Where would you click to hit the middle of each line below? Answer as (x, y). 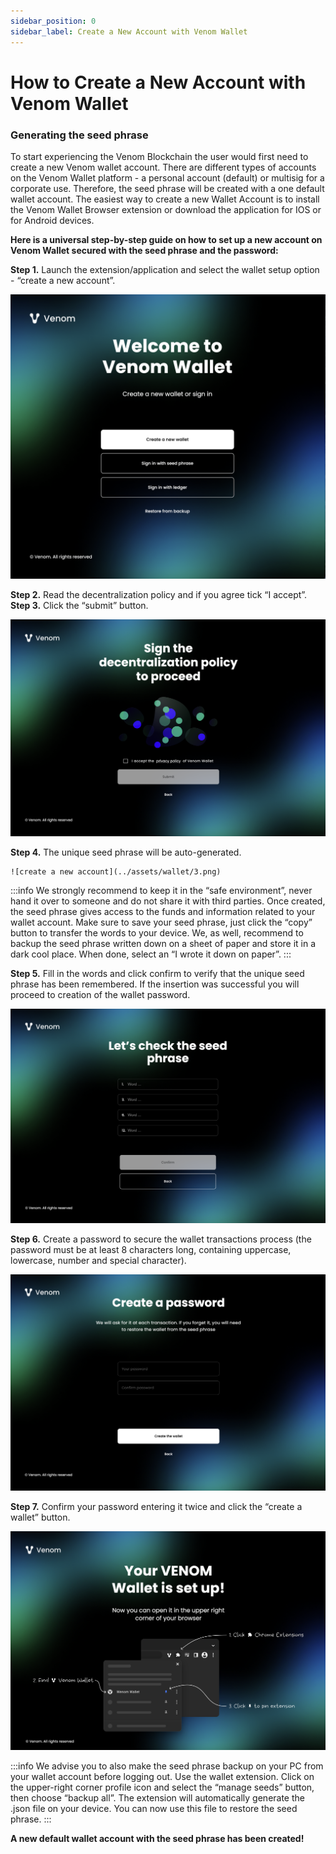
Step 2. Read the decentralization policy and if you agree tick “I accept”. (159, 594)
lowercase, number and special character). (98, 1260)
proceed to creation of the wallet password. (100, 994)
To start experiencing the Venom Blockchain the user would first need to (159, 156)
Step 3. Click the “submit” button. (79, 605)
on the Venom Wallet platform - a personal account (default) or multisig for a (167, 177)
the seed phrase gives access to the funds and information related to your (163, 911)
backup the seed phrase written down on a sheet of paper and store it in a (163, 943)
